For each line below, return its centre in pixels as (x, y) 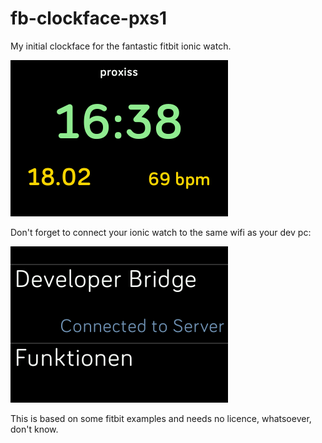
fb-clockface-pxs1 (89, 18)
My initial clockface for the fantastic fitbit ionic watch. (121, 46)
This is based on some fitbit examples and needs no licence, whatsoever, (161, 418)
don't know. (34, 429)
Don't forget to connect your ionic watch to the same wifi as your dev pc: (161, 232)
